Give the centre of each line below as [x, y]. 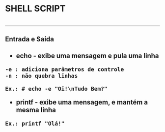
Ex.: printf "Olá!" [35, 124]
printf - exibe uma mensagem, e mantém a [82, 102]
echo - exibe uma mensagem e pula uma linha [87, 56]
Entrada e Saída [29, 39]
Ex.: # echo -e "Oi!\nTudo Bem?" [56, 89]
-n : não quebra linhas [41, 76]
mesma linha [36, 110]
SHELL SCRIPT [35, 9]
